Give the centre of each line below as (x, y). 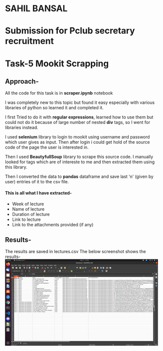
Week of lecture (28, 204)
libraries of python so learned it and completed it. (54, 108)
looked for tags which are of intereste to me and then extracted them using (80, 162)
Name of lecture (28, 209)
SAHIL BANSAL (36, 9)
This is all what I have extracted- (38, 193)
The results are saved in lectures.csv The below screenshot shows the (76, 252)
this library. (16, 167)
